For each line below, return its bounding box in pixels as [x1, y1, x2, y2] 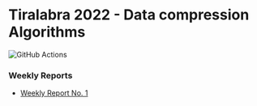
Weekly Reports [8, 70, 73, 81]
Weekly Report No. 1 [19, 88, 88, 98]
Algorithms [8, 23, 86, 41]
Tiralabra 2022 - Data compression [8, 6, 250, 24]
